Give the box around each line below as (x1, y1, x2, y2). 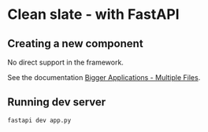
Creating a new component (7, 37, 143, 50)
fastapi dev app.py (7, 116, 72, 124)
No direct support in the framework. (7, 57, 124, 67)
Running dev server (7, 96, 106, 109)
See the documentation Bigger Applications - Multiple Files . (7, 73, 201, 82)
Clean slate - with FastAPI (7, 5, 180, 24)
